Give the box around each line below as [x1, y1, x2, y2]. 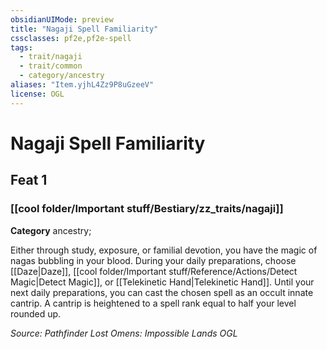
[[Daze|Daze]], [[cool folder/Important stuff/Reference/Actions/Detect [10, 265, 298, 277]
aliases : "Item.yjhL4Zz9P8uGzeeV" [10, 80, 155, 90]
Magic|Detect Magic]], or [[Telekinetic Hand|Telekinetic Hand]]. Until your [10, 276, 315, 288]
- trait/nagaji [19, 52, 83, 62]
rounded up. [10, 307, 62, 320]
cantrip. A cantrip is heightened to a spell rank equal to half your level [10, 297, 297, 309]
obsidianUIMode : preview [10, 14, 114, 25]
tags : [10, 42, 33, 53]
